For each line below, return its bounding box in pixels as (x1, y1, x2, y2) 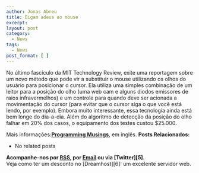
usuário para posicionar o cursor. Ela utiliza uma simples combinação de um (6, 81, 192, 89)
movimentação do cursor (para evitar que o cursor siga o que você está (6, 100, 182, 107)
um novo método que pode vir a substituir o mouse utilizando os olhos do (6, 75, 186, 82)
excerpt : (6, 20, 28, 25)
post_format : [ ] (6, 53, 49, 59)
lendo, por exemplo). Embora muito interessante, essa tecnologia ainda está (6, 107, 192, 114)
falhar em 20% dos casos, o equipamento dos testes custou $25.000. (6, 119, 177, 126)
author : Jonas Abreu (6, 8, 58, 15)
